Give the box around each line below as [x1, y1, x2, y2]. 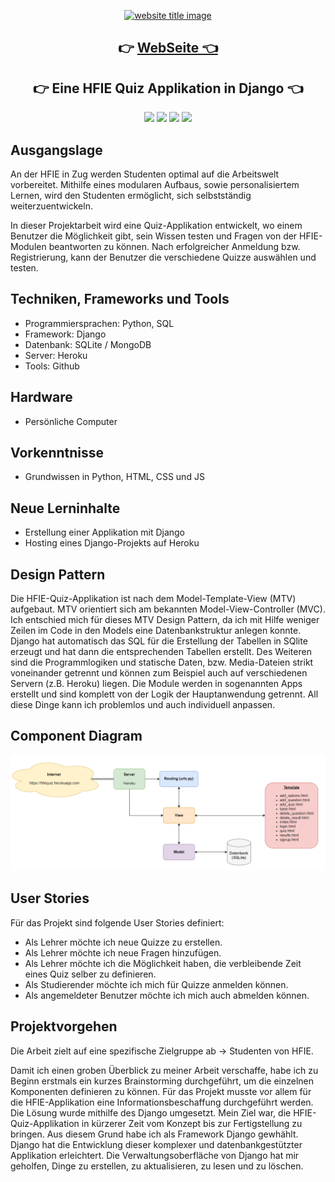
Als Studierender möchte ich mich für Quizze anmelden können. [24, 978, 289, 990]
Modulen [10, 241, 47, 253]
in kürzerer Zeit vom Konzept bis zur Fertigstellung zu [81, 1117, 303, 1129]
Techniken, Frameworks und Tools [10, 291, 230, 308]
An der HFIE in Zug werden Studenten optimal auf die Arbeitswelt [10, 168, 280, 180]
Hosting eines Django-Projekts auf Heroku [24, 537, 200, 549]
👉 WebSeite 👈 [118, 40, 218, 57]
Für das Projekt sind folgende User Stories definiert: [10, 916, 225, 929]
